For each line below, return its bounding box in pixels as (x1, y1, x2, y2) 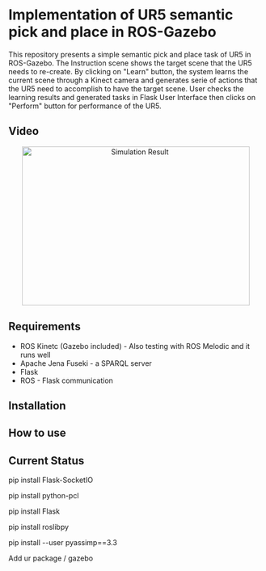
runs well (19, 350, 51, 359)
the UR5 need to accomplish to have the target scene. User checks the (8, 83, 244, 94)
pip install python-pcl (8, 491, 79, 501)
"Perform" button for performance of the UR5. (8, 101, 162, 111)
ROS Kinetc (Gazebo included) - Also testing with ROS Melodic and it (19, 341, 251, 351)
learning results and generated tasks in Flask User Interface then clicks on (8, 92, 256, 102)
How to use (8, 426, 66, 440)
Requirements (8, 320, 81, 334)
